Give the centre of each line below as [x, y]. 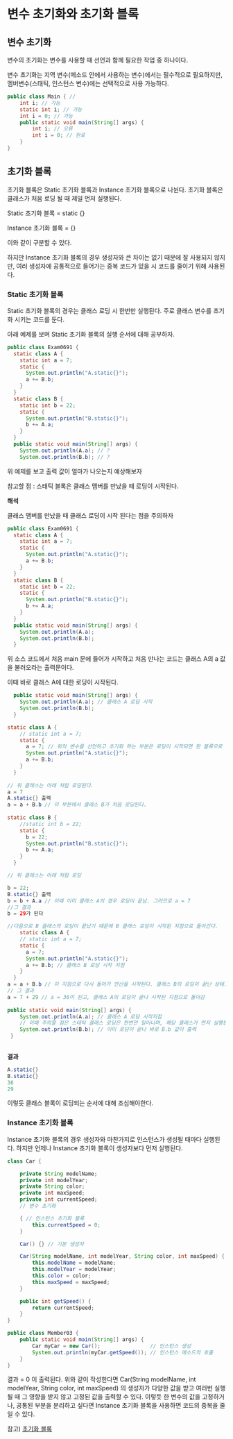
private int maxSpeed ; [52, 1193]
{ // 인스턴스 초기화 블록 [52, 1218]
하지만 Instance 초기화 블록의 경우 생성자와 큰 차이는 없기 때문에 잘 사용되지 [110, 257]
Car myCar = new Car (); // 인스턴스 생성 [112, 1346]
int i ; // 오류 [52, 129]
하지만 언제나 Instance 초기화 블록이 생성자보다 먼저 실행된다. [100, 1148]
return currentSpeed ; [63, 1308]
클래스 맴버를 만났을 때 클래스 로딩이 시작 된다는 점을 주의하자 [90, 515]
